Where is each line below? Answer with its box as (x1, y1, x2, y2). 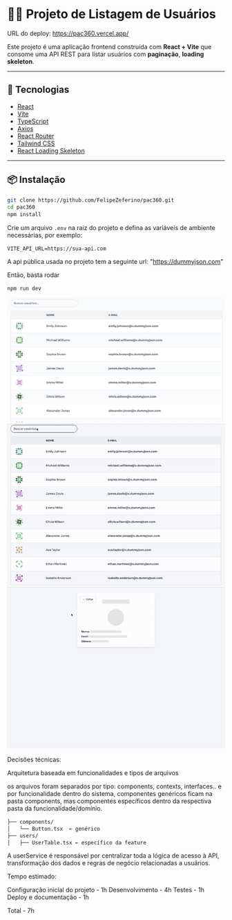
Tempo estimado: (7, 872, 57, 881)
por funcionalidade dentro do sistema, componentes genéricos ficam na (7, 790, 213, 798)
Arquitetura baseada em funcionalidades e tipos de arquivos (7, 769, 179, 777)
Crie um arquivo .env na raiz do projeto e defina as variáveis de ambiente (7, 224, 215, 232)
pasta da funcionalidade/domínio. (7, 804, 103, 813)
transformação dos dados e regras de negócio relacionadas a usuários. (7, 859, 211, 867)
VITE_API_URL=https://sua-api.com (7, 245, 107, 252)
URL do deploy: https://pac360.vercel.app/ (7, 29, 129, 37)
